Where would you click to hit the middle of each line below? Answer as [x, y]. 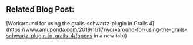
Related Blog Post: [40, 10]
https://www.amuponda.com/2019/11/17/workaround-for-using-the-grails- [97, 29]
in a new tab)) [111, 35]
